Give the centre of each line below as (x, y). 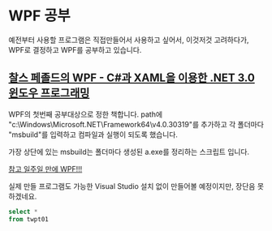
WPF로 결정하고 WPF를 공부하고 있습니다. (75, 49)
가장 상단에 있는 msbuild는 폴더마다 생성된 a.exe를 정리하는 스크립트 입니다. (129, 152)
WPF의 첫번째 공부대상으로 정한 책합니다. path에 (86, 114)
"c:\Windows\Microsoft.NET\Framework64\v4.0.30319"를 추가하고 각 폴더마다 (136, 124)
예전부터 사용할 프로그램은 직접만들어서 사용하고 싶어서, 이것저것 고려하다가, (129, 40)
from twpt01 (28, 219)
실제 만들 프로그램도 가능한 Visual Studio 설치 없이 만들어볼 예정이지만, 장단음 (132, 186)
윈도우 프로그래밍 (49, 93)
